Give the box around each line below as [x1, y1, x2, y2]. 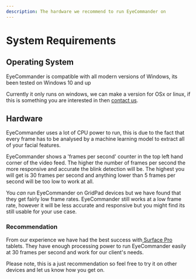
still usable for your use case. [6, 208, 77, 215]
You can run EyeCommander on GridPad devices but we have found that [6, 189, 181, 197]
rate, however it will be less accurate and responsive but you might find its [6, 202, 185, 209]
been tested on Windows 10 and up [6, 79, 91, 86]
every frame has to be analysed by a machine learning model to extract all [6, 136, 185, 143]
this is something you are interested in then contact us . [6, 96, 139, 103]
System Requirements [6, 33, 116, 47]
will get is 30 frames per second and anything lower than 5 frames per [6, 172, 176, 179]
